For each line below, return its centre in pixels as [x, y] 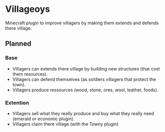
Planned [18, 44]
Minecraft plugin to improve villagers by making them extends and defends [82, 23]
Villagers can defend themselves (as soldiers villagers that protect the [84, 79]
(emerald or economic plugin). [43, 119]
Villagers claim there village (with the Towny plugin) [65, 124]
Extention [17, 103]
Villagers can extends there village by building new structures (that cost [86, 68]
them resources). [30, 74]
